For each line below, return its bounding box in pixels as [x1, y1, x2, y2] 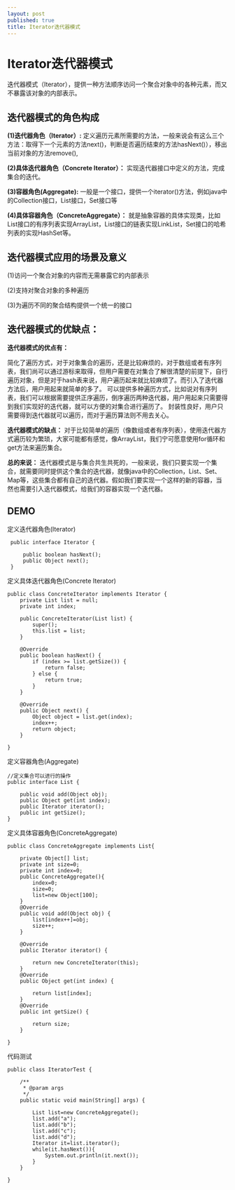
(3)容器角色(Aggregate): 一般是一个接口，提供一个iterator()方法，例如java [7, 187, 222, 196]
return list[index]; [32, 989, 92, 996]
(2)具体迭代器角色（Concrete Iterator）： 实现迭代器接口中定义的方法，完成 [7, 164, 225, 173]
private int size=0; [20, 860, 80, 868]
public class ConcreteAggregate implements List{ [7, 842, 155, 849]
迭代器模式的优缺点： [7, 323, 99, 335]
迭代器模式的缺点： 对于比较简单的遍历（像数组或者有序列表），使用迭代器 [7, 426, 220, 434]
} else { [32, 670, 58, 677]
